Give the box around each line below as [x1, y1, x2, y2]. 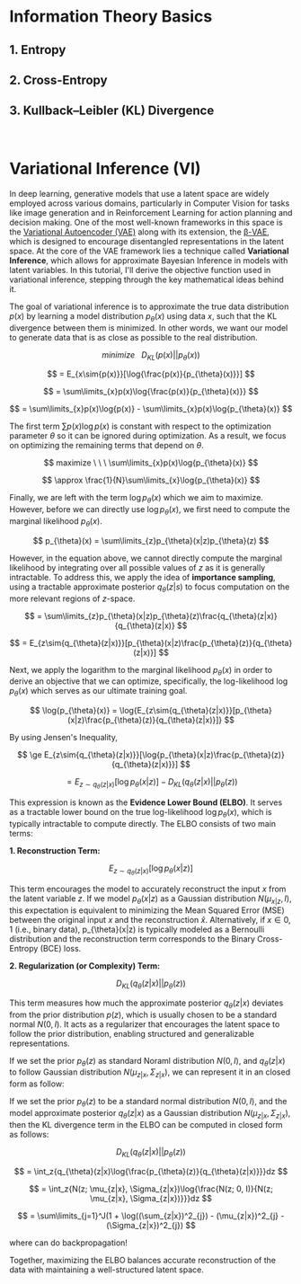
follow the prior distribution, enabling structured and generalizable [9, 1028, 254, 1039]
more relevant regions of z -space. [9, 593, 136, 604]
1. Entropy [9, 42, 66, 58]
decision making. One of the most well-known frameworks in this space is [9, 217, 283, 227]
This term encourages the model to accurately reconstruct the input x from [9, 883, 287, 895]
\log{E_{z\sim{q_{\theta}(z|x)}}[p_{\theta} [119, 705, 272, 716]
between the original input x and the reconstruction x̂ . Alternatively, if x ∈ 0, [9, 914, 291, 925]
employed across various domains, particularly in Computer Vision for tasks [9, 198, 290, 208]
